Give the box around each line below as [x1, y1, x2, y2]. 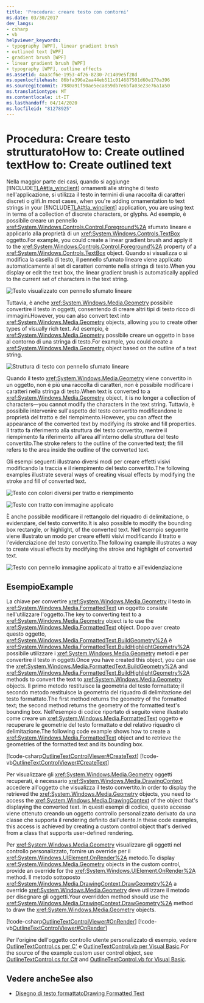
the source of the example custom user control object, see [6, 949, 153, 957]
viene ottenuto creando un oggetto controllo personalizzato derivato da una [6, 810, 196, 817]
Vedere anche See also [6, 973, 93, 984]
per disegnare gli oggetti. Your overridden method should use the [6, 893, 169, 900]
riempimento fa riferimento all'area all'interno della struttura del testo [6, 433, 179, 441]
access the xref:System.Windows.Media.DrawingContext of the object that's [6, 797, 199, 804]
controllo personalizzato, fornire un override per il [6, 848, 131, 855]
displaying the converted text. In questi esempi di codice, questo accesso [6, 803, 191, 810]
